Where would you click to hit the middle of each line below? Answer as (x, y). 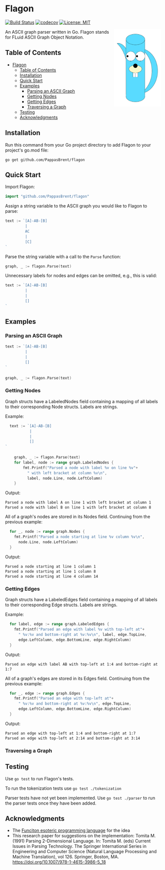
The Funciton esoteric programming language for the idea (71, 830)
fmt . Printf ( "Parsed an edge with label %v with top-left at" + (79, 629)
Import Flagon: (20, 187)
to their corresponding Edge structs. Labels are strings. (61, 605)
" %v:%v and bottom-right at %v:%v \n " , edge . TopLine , (75, 704)
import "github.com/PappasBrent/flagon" (47, 197)
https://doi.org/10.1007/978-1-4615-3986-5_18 (59, 862)
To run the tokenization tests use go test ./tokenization (63, 788)
